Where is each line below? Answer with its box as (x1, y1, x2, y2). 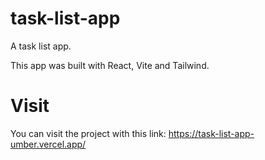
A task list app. (10, 40, 72, 52)
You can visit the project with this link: (10, 127, 167, 139)
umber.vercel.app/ (10, 138, 87, 150)
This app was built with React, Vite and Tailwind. (10, 59, 210, 71)
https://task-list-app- (168, 127, 255, 139)
